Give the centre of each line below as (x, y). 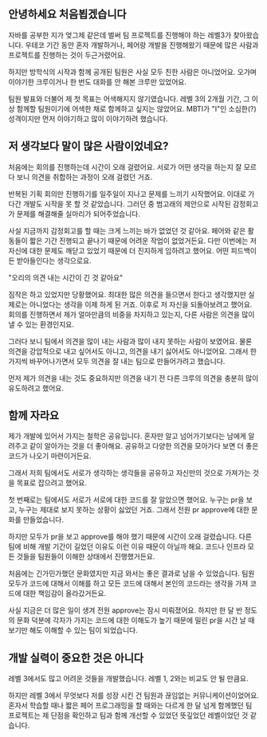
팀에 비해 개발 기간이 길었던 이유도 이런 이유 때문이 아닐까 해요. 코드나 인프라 (127, 547)
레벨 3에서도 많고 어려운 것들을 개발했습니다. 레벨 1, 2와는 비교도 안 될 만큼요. (128, 679)
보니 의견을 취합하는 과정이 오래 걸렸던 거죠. (84, 177)
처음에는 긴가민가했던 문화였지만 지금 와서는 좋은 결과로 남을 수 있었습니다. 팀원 (132, 574)
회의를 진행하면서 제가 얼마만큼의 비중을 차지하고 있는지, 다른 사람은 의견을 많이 (132, 314)
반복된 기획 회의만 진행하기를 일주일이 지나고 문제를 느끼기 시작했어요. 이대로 (128, 194)
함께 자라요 (34, 416)
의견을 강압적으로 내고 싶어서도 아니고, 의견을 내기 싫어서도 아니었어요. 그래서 (128, 351)
